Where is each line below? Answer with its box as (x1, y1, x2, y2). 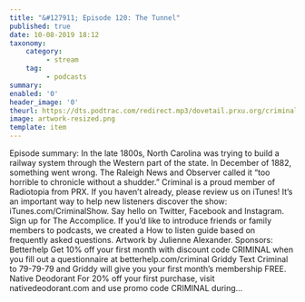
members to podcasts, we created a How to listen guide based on (9, 225, 256, 236)
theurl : (9, 106, 39, 115)
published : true (9, 22, 71, 31)
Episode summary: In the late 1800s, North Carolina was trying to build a (9, 148, 280, 159)
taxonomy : (9, 38, 47, 48)
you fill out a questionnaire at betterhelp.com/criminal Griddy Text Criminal (9, 254, 289, 264)
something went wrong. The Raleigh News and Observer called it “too (9, 167, 271, 178)
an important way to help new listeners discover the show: (9, 196, 228, 207)
